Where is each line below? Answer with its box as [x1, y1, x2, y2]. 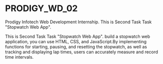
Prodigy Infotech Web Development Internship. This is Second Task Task [5, 19, 152, 25]
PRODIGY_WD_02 [5, 3, 78, 14]
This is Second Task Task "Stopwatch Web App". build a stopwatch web [5, 33, 150, 39]
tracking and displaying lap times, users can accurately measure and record [5, 49, 158, 55]
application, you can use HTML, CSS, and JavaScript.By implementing [5, 38, 147, 44]
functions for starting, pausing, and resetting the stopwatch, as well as [5, 44, 147, 49]
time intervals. [5, 54, 34, 60]
